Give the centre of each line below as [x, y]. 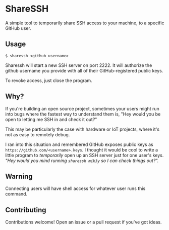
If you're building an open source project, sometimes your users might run [82, 108]
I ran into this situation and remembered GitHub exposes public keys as [79, 144]
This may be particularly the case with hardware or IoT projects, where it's [82, 129]
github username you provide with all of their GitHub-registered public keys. [84, 70]
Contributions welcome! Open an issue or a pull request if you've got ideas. [83, 222]
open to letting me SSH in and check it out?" [51, 119]
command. [16, 194]
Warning [19, 176]
